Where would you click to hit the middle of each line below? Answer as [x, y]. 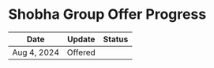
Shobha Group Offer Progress [107, 14]
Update [81, 39]
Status [116, 39]
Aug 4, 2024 [36, 52]
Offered [81, 52]
